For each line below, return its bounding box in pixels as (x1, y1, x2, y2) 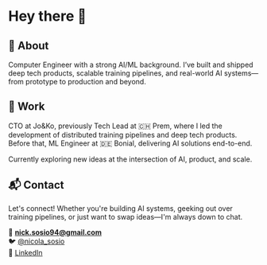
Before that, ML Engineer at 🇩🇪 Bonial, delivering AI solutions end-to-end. (8, 138, 253, 148)
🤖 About (8, 39, 49, 53)
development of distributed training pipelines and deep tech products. (8, 130, 238, 139)
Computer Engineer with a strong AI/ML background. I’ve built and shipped (8, 60, 253, 69)
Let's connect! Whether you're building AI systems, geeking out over (8, 203, 233, 213)
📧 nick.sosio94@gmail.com (8, 227, 102, 237)
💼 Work (8, 99, 45, 114)
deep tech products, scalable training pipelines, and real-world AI (8, 68, 222, 78)
